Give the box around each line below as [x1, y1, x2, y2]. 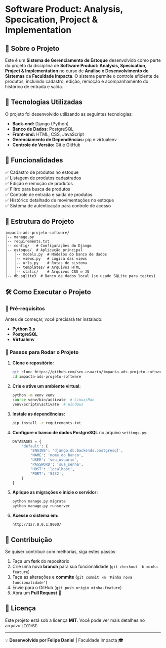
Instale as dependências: [12, 411, 65, 417]
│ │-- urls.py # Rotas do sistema [5, 261, 87, 266]
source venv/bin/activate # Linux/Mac [12, 398, 95, 402]
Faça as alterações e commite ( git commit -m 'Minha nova [12, 574, 132, 580]
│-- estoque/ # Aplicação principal [5, 248, 83, 253]
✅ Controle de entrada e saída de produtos [5, 192, 93, 198]
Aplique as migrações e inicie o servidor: [12, 489, 98, 496]
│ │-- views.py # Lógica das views [5, 256, 87, 261]
